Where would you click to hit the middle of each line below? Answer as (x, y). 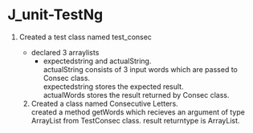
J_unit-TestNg (55, 15)
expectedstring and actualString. (97, 61)
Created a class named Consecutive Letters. (104, 103)
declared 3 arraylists (65, 52)
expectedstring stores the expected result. (113, 87)
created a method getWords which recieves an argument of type (138, 112)
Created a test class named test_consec (85, 37)
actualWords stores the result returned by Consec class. (136, 95)
